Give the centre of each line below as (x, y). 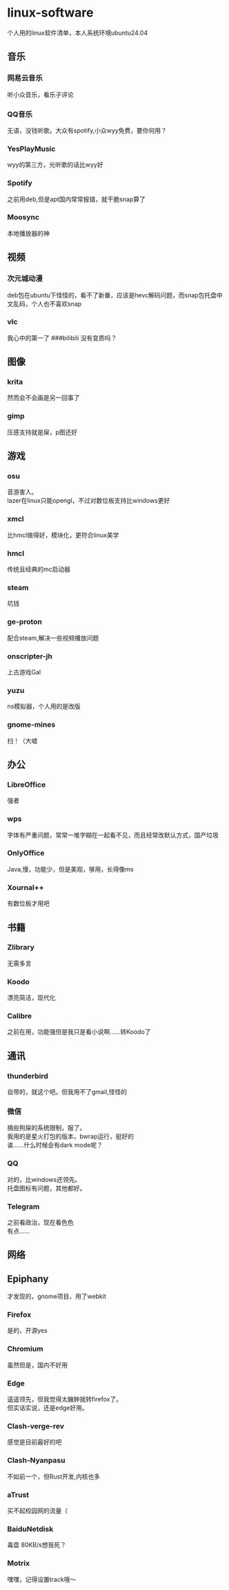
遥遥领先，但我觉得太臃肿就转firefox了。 (65, 1399)
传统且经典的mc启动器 (39, 569)
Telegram (23, 1206)
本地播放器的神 (28, 233)
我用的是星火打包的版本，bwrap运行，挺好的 (71, 1136)
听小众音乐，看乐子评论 (40, 94)
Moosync (23, 217)
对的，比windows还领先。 (44, 1179)
